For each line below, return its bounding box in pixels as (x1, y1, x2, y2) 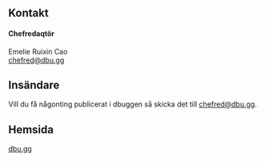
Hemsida (8, 123, 54, 136)
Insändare (8, 78, 60, 91)
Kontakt (8, 6, 50, 20)
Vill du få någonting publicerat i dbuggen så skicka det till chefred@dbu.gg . (8, 99, 258, 109)
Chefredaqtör (8, 28, 54, 38)
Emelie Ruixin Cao (8, 46, 68, 56)
